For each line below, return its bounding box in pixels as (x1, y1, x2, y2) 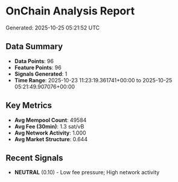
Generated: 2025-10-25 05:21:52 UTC (5, 24, 100, 31)
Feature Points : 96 (14, 64, 62, 71)
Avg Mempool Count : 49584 (14, 116, 87, 124)
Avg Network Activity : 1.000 (14, 129, 86, 136)
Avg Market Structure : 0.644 (14, 135, 88, 142)
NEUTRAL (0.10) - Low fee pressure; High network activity (14, 169, 160, 176)
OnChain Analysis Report (5, 4, 135, 18)
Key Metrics (5, 100, 52, 111)
